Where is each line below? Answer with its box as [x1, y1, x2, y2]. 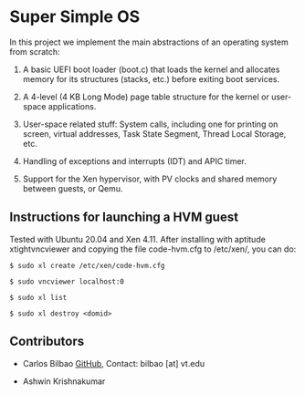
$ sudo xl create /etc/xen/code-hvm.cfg [9, 261, 166, 270]
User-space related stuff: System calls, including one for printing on [22, 119, 279, 130]
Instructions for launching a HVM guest [9, 210, 239, 225]
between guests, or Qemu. [22, 182, 123, 193]
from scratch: [9, 46, 61, 57]
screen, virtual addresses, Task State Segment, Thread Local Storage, [22, 128, 287, 139]
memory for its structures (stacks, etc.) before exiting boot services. [22, 73, 280, 84]
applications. [47, 100, 97, 111]
